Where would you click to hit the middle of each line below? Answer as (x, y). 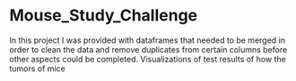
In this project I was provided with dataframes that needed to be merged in (147, 40)
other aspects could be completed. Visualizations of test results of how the (148, 59)
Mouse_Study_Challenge (104, 16)
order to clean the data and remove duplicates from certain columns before (148, 49)
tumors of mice (37, 69)
